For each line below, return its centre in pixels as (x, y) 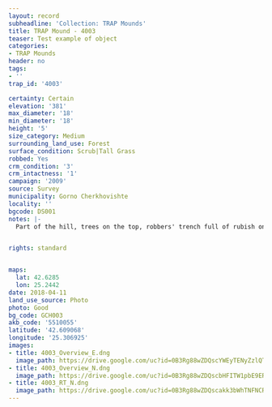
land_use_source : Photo (49, 300)
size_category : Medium (47, 136)
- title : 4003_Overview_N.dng (59, 368)
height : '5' (28, 129)
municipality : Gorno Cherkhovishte (68, 196)
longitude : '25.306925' (49, 338)
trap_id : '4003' (36, 84)
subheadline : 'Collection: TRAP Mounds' (78, 24)
